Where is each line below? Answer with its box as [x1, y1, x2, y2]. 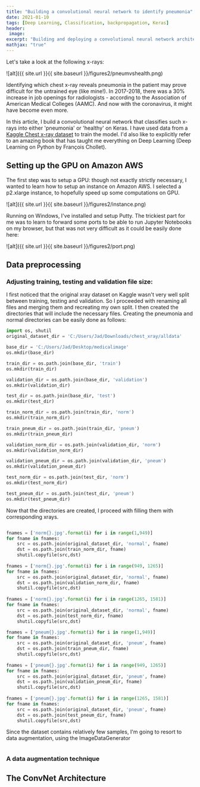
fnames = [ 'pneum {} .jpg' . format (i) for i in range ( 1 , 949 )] [6, 629, 156, 635]
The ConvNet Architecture [6, 773, 107, 783]
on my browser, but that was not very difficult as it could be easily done [6, 224, 182, 232]
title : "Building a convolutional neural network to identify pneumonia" [6, 8, 193, 15]
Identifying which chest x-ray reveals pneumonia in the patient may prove [6, 81, 187, 88]
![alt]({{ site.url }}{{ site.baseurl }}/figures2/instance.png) [6, 200, 146, 208]
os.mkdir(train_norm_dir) [6, 415, 70, 421]
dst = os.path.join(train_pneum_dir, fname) [17, 646, 129, 652]
